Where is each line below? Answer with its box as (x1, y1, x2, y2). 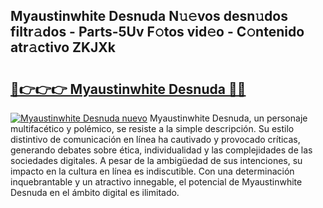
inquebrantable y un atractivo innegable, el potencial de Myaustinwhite (10, 176, 303, 188)
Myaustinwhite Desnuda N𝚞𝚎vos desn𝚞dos (10, 8, 288, 25)
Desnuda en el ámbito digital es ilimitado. (10, 187, 180, 198)
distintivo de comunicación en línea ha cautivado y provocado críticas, (10, 134, 301, 145)
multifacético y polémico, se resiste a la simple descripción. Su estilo (10, 123, 295, 134)
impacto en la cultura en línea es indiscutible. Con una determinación (10, 165, 295, 177)
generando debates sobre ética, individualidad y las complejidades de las (10, 144, 313, 156)
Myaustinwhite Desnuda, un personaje (149, 112, 308, 124)
